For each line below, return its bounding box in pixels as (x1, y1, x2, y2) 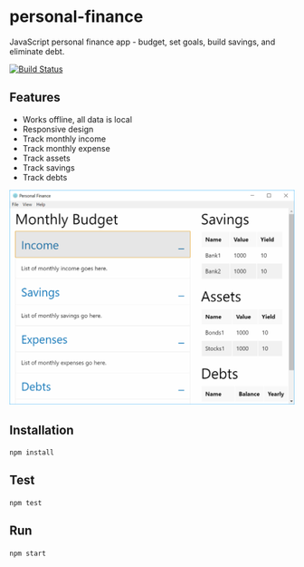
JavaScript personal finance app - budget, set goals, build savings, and (9, 36, 276, 47)
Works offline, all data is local (22, 113, 133, 124)
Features (9, 90, 61, 105)
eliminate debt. (9, 45, 65, 56)
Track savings (22, 161, 75, 173)
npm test (9, 498, 43, 507)
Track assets (22, 152, 71, 163)
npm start (9, 549, 47, 558)
